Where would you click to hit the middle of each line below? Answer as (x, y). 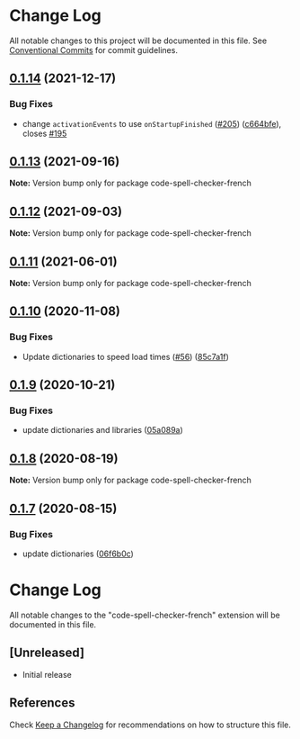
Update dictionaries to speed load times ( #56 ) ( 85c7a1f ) (125, 356)
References (42, 703)
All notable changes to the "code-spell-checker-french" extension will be (145, 615)
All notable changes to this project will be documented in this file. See (138, 41)
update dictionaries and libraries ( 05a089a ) (103, 430)
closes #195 (44, 133)
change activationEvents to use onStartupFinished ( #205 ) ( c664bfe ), (152, 123)
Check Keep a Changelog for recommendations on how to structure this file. (150, 725)
